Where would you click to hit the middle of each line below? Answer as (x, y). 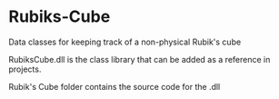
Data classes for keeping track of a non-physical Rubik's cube (125, 42)
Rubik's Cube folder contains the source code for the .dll (115, 86)
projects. (25, 69)
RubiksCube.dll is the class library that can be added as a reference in (139, 59)
